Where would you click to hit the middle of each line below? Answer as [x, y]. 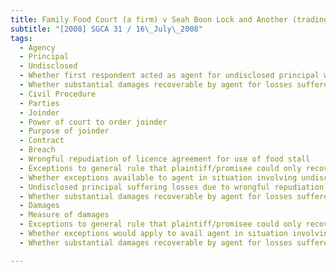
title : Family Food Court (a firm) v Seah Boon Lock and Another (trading [169, 19]
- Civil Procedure [58, 94]
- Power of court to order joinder [93, 122]
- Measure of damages [64, 215]
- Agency [37, 47]
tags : [21, 38]
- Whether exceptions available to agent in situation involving [158, 177]
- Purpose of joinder [64, 131]
